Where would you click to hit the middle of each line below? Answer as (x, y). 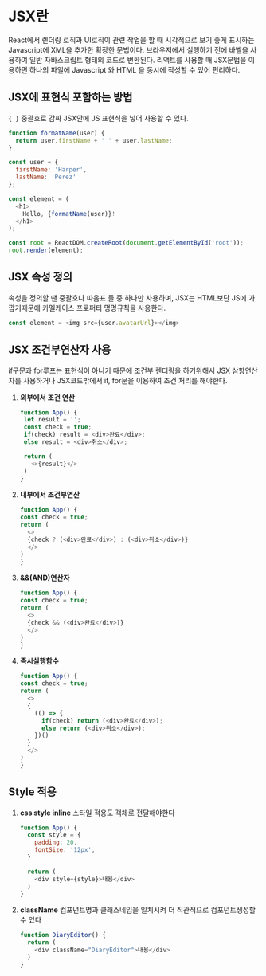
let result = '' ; (52, 420)
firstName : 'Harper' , (51, 170)
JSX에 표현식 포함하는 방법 (70, 98)
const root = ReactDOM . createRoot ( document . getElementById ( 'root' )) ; (126, 243)
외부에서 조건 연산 (47, 397)
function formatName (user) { (57, 133)
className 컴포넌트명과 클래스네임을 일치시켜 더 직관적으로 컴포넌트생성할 (138, 910)
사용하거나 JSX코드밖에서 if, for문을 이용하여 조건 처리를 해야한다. (125, 380)
